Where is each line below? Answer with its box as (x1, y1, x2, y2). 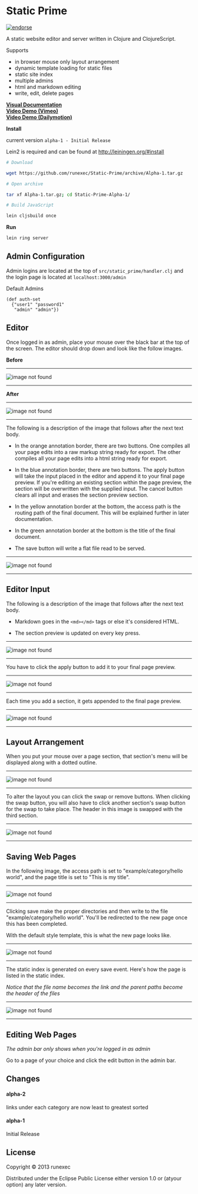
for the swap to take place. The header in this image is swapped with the (6, 806, 183, 813)
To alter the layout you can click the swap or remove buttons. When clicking (6, 793, 190, 800)
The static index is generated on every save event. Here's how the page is (6, 966, 186, 973)
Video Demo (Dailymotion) (6, 114, 72, 121)
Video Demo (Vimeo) (6, 107, 58, 114)
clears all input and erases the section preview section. (14, 491, 148, 498)
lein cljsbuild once (6, 213, 57, 219)
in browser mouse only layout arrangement (14, 58, 120, 65)
